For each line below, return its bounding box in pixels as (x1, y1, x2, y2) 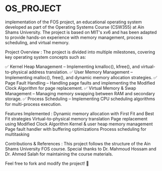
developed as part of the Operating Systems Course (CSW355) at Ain (5, 24, 144, 30)
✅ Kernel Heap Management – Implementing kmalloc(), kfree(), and (5, 64, 140, 69)
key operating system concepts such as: (5, 54, 86, 60)
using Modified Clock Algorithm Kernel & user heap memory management (5, 121, 153, 127)
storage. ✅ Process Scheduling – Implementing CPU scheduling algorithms (5, 96, 155, 102)
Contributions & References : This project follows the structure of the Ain (5, 140, 151, 146)
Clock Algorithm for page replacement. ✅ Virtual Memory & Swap (5, 85, 136, 91)
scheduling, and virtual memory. (5, 39, 70, 45)
